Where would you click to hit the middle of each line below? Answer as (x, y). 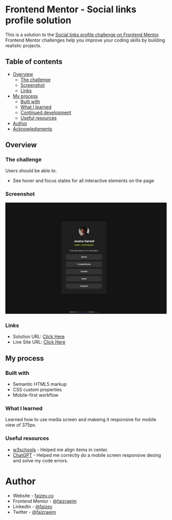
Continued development (46, 112)
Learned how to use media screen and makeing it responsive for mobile (81, 420)
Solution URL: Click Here (39, 337)
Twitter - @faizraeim (34, 512)
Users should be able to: (31, 171)
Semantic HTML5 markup (40, 384)
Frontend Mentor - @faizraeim (45, 501)
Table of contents (34, 62)
